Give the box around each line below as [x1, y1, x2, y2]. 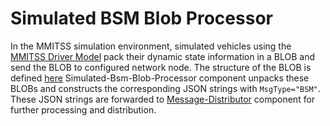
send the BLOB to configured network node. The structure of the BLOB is [10, 61, 312, 73]
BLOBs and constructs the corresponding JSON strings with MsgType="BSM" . [10, 82, 321, 94]
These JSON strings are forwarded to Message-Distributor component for [10, 93, 316, 105]
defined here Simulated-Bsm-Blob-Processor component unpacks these [10, 72, 310, 84]
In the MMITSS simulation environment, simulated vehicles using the [10, 40, 292, 52]
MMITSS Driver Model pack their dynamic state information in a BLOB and [10, 50, 316, 62]
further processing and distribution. [10, 103, 157, 116]
